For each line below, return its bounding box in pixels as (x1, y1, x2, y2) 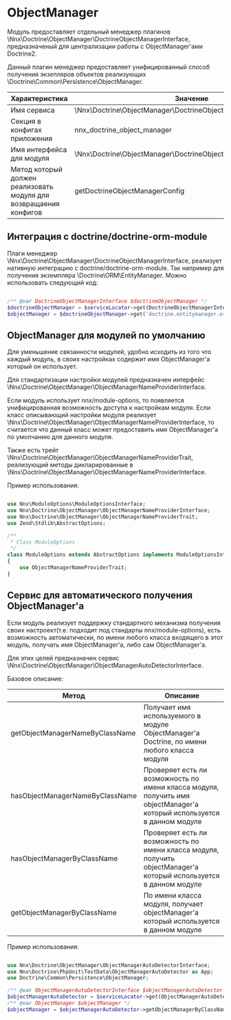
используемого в (143, 711, 201, 720)
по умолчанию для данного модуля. (7, 433, 113, 441)
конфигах (10, 125, 43, 135)
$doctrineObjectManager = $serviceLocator (7, 304, 131, 311)
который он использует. (7, 362, 78, 370)
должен (10, 173, 36, 183)
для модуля (10, 153, 49, 163)
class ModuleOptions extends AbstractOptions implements (7, 551, 174, 558)
